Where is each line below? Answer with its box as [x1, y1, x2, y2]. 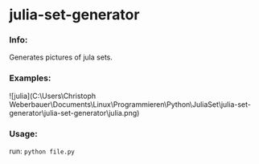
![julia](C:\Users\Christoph [9, 91, 97, 100]
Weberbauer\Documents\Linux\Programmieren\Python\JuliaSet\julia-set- [9, 99, 252, 109]
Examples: [9, 72, 51, 84]
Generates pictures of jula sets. [9, 52, 113, 62]
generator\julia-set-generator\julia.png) [9, 108, 140, 117]
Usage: [9, 128, 39, 139]
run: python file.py [9, 146, 76, 156]
